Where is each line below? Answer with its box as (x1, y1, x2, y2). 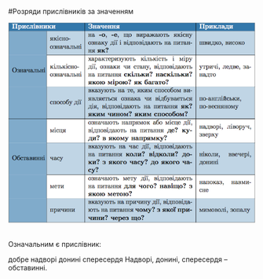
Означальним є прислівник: (8, 239, 102, 248)
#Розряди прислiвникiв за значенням (8, 7, 133, 16)
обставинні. (8, 262, 48, 272)
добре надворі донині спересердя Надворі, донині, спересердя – (8, 255, 228, 264)
